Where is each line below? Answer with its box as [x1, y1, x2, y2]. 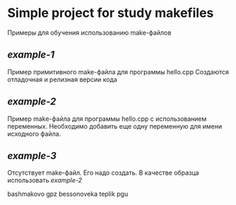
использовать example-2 [7, 176, 83, 184]
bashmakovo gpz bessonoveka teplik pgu [7, 189, 129, 199]
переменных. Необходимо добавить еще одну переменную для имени [7, 122, 223, 130]
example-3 [7, 150, 57, 162]
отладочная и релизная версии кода [7, 75, 118, 83]
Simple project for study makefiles [7, 5, 214, 21]
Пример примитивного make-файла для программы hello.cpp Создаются [7, 67, 230, 76]
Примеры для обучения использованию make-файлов [7, 28, 172, 37]
